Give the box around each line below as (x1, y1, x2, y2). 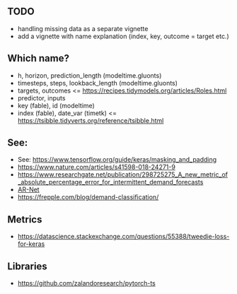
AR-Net (17, 185, 40, 194)
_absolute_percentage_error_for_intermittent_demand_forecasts (17, 178, 204, 187)
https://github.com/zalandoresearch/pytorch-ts (17, 279, 156, 288)
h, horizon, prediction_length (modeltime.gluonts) (17, 71, 162, 80)
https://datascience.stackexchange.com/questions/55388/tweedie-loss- (17, 233, 230, 241)
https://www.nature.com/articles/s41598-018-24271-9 (17, 163, 175, 172)
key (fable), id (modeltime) (17, 101, 96, 110)
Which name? (7, 52, 69, 64)
